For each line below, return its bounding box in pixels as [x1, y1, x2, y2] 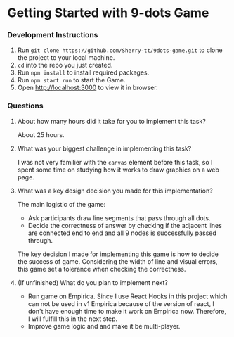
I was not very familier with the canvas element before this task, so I [17, 158, 213, 166]
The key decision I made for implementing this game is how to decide [17, 250, 219, 258]
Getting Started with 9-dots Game [7, 5, 209, 21]
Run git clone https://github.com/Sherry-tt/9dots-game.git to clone [17, 46, 223, 54]
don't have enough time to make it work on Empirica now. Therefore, [27, 307, 227, 315]
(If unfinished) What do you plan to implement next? [17, 278, 169, 286]
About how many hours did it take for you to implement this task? [17, 117, 206, 125]
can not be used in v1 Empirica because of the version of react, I [27, 299, 214, 307]
